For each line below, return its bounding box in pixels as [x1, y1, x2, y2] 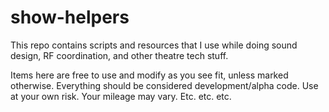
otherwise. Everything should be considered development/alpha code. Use [10, 79, 319, 91]
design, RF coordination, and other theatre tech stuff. [10, 49, 229, 61]
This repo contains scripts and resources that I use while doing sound [10, 39, 298, 51]
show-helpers [10, 6, 130, 29]
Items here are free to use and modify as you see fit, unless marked [10, 69, 289, 81]
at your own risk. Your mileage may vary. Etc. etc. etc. [10, 90, 232, 102]
